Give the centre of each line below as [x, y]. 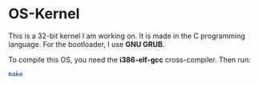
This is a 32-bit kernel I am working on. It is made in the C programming [127, 36]
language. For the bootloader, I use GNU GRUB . [87, 44]
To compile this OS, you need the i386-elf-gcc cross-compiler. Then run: [129, 60]
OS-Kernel [44, 14]
